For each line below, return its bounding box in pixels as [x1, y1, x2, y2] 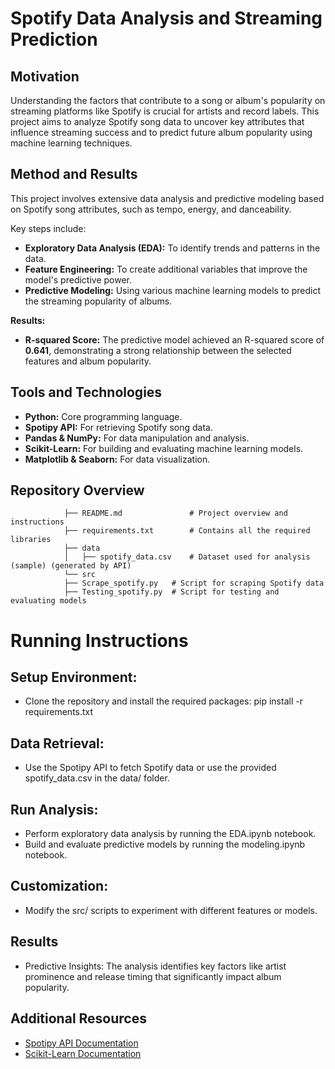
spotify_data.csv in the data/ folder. [24, 772, 170, 784]
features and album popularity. [24, 355, 152, 367]
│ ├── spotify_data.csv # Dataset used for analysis [63, 552, 311, 562]
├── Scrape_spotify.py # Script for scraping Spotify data [63, 578, 325, 589]
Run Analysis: [10, 801, 99, 818]
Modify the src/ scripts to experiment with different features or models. [24, 904, 318, 916]
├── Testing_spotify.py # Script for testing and [63, 587, 280, 597]
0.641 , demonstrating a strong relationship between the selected [24, 344, 292, 356]
